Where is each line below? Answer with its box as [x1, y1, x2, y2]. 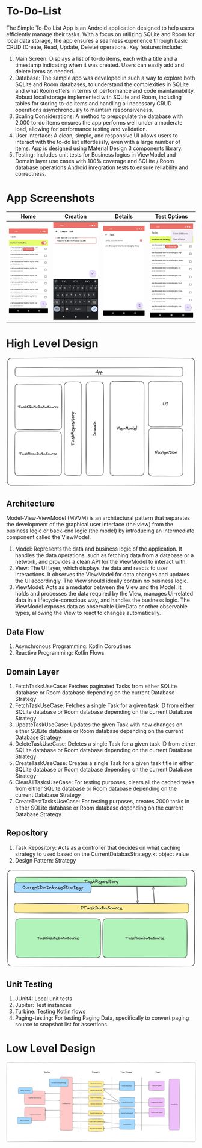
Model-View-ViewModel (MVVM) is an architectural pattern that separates [6, 514, 191, 522]
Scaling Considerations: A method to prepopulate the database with [14, 113, 183, 120]
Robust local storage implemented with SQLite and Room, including [14, 93, 182, 101]
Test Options [155, 213, 188, 220]
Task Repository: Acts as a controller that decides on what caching [14, 844, 181, 851]
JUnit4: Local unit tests [14, 995, 73, 1002]
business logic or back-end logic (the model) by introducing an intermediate [6, 527, 195, 534]
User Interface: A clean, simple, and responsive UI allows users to [14, 131, 179, 139]
